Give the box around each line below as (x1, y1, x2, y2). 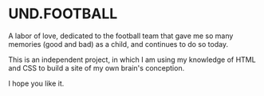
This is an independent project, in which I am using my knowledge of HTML (8, 55, 257, 64)
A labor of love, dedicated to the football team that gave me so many (8, 31, 234, 40)
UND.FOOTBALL (8, 5, 118, 23)
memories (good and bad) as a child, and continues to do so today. (8, 39, 229, 48)
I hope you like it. (8, 79, 65, 88)
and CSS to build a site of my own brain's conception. (8, 63, 185, 72)
